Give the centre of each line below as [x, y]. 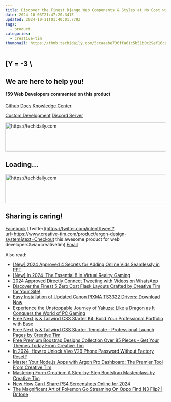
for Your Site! [26, 292]
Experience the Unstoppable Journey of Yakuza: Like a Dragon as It [84, 308]
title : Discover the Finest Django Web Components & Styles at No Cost [83, 10]
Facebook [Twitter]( [26, 229]
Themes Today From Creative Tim [48, 346]
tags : [11, 24]
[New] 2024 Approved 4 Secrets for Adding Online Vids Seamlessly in [86, 265]
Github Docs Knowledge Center [38, 106]
